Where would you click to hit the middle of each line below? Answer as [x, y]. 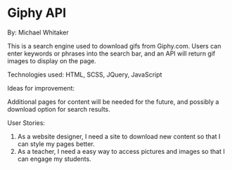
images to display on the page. [52, 60]
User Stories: [26, 123]
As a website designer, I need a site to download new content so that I [119, 136]
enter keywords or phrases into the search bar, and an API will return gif [111, 53]
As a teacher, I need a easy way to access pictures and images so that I [121, 151]
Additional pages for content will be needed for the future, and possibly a [113, 102]
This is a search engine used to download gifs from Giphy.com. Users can [114, 46]
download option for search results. [59, 109]
